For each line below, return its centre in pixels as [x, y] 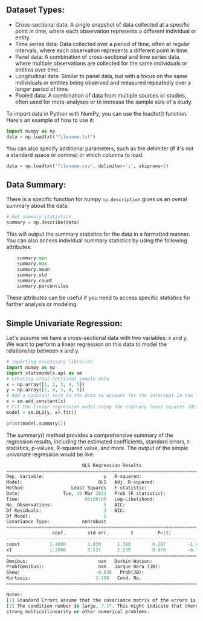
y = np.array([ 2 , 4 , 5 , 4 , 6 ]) [46, 390]
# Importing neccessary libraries [50, 362]
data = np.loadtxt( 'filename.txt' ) [51, 137]
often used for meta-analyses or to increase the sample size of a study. [104, 102]
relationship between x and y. [43, 351]
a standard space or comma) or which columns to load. [75, 154]
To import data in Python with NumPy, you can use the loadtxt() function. [97, 113]
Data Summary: [36, 184]
